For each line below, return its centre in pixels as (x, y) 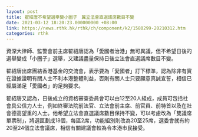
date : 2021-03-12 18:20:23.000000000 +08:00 (62, 22)
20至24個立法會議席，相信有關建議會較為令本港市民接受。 (77, 128)
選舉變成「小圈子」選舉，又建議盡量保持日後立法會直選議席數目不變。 (91, 58)
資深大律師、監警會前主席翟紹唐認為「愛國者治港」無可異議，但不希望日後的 (99, 51)
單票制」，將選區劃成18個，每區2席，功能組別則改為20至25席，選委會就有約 (98, 120)
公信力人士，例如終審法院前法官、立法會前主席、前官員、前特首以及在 (101, 106)
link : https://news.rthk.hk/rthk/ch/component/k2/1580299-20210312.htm (96, 28)
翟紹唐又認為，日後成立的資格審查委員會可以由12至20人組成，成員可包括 (95, 99)
